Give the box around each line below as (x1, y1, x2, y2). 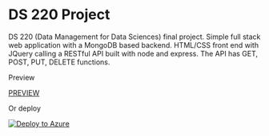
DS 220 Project (8, 6, 110, 24)
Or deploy (8, 103, 42, 113)
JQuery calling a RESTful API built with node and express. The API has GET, (8, 49, 259, 58)
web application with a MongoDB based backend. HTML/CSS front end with (8, 40, 259, 49)
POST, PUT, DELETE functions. (8, 57, 110, 67)
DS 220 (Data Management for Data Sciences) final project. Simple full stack (8, 32, 261, 41)
